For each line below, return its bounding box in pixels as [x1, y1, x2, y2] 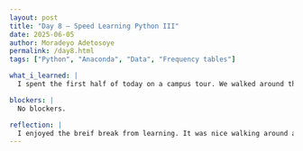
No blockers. [17, 104, 67, 113]
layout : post [9, 13, 59, 22]
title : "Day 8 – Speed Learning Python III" [9, 22, 179, 31]
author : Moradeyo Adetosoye [9, 38, 115, 48]
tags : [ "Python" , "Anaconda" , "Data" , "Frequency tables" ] [9, 55, 236, 64]
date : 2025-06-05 [9, 30, 75, 39]
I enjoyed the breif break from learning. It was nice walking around [17, 129, 289, 138]
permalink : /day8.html [9, 47, 95, 56]
